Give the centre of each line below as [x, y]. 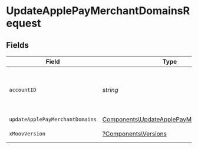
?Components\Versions [134, 134]
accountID [23, 90]
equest [24, 23]
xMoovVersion [27, 134]
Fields [18, 45]
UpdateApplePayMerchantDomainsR [98, 11]
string [110, 90]
